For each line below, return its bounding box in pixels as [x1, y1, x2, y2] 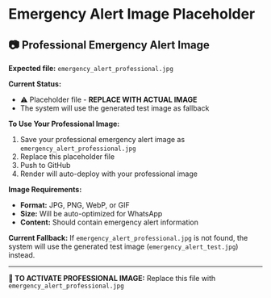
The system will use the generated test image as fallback [19, 103, 210, 113]
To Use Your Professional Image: [8, 119, 120, 128]
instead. [8, 250, 35, 259]
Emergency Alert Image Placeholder [8, 5, 256, 23]
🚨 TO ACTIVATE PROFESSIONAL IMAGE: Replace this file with [8, 274, 216, 283]
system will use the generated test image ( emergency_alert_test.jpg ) [8, 241, 239, 251]
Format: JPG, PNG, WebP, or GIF [19, 200, 131, 210]
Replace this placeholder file [19, 152, 115, 162]
